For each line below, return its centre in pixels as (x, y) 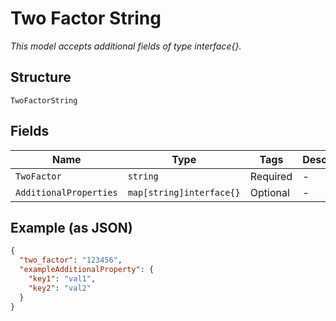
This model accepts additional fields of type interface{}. (126, 46)
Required (271, 176)
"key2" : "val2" (60, 288)
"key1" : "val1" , (62, 279)
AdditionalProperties (66, 192)
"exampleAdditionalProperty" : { (87, 270)
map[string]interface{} (184, 192)
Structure (41, 77)
